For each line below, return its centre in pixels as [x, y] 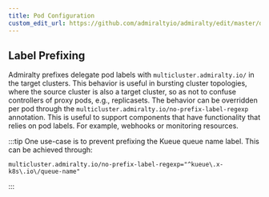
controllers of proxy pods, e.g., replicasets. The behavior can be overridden [133, 100]
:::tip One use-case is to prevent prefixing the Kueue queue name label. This [134, 142]
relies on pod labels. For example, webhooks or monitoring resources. [123, 126]
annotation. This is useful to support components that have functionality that [134, 118]
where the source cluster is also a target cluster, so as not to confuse [122, 92]
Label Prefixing [47, 56]
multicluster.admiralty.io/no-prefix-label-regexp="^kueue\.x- [116, 165]
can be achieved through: [51, 150]
